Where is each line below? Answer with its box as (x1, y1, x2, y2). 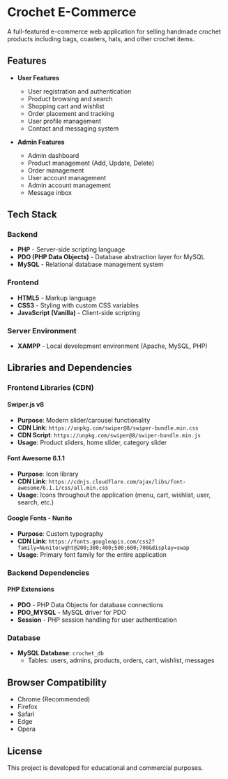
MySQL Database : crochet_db (17, 649, 105, 657)
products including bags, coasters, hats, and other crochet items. (7, 34, 195, 43)
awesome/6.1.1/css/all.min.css (17, 484, 109, 491)
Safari (17, 710, 35, 718)
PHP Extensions (7, 585, 54, 594)
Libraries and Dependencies (7, 362, 132, 374)
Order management (27, 166, 84, 175)
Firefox (17, 703, 38, 711)
